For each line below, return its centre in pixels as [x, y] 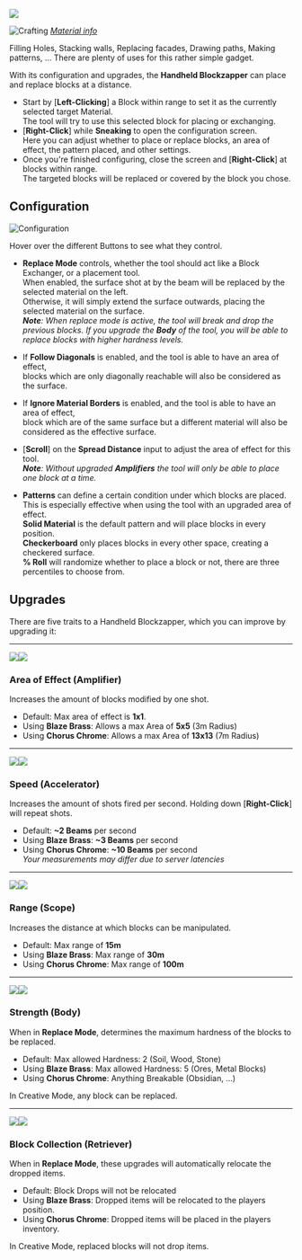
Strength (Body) [45, 1013]
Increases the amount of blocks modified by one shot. [109, 699]
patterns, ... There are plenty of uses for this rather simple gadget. [132, 58]
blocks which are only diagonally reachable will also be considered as [151, 376]
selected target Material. [68, 111]
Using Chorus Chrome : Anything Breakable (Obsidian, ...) [129, 1078]
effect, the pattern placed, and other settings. [107, 150]
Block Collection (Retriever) [71, 1144]
